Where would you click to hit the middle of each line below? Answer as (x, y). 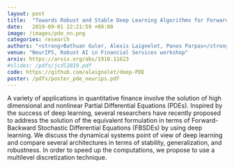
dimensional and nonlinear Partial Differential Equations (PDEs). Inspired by (115, 106)
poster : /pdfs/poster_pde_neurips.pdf (63, 78)
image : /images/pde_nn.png (46, 33)
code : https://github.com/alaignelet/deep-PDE (76, 72)
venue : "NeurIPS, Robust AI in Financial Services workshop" (98, 53)
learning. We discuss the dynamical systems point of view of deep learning (115, 135)
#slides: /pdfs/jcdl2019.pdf (49, 66)
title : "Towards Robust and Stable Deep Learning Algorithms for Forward (118, 20)
